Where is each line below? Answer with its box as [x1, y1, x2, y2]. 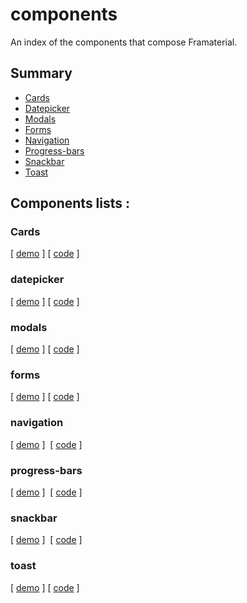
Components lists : [10, 195, 131, 212]
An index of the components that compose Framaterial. [10, 36, 238, 48]
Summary [10, 65, 73, 82]
